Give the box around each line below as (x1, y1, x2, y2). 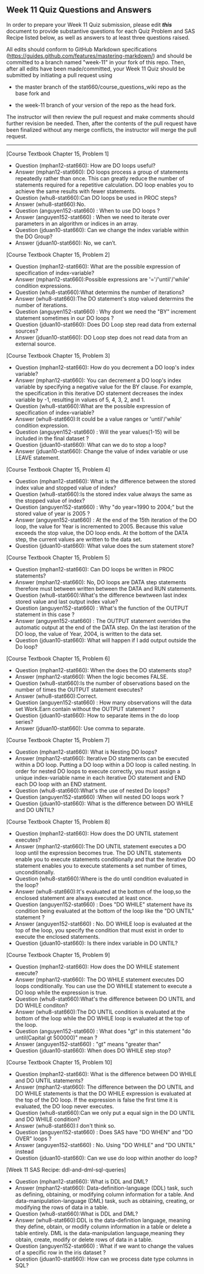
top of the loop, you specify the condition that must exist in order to (15, 926, 184, 934)
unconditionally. (15, 868, 55, 876)
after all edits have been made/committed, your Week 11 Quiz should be (6, 65, 185, 72)
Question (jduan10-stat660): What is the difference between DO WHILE (15, 800, 194, 807)
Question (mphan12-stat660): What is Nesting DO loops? (15, 748, 158, 755)
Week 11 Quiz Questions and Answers (6, 5, 152, 15)
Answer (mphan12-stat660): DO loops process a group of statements (15, 168, 188, 175)
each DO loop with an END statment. (15, 780, 107, 788)
